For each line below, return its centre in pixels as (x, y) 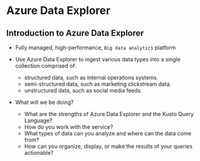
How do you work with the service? (69, 127)
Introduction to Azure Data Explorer (75, 33)
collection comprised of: (46, 66)
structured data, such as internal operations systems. (91, 77)
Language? (38, 120)
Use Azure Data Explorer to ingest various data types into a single (98, 59)
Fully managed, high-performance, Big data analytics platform (95, 47)
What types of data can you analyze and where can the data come (108, 133)
